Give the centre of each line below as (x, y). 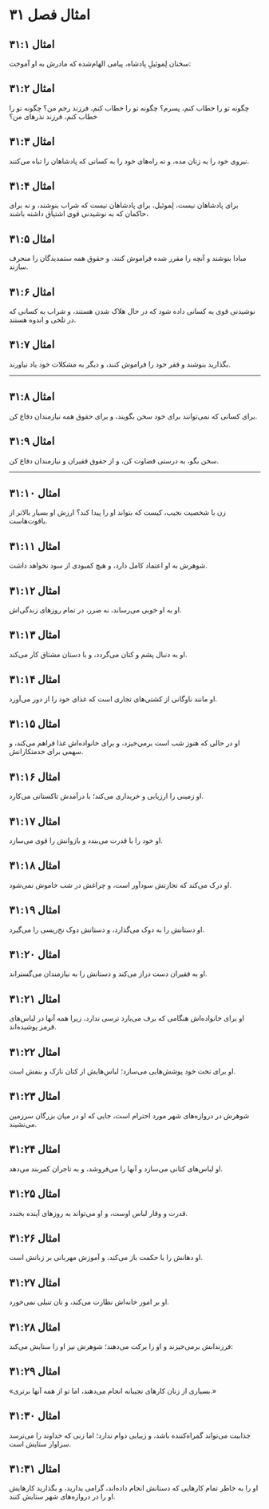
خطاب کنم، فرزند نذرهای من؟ (53, 116)
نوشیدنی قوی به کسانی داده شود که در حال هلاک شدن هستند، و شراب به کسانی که (133, 311)
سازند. (19, 267)
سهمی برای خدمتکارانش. (46, 752)
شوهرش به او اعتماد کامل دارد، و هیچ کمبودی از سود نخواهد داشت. (109, 565)
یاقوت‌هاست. (28, 521)
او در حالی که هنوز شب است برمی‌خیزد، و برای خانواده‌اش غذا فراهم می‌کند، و (125, 743)
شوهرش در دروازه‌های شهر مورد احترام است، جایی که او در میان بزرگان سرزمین (129, 1115)
